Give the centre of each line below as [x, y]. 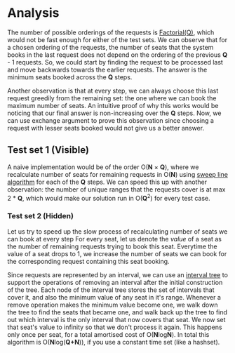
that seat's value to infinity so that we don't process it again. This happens [115, 327]
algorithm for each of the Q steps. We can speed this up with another [107, 182]
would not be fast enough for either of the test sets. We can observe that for [117, 39]
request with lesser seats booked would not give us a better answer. [106, 128]
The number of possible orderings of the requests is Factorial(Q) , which [111, 32]
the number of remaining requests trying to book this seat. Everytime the [112, 246]
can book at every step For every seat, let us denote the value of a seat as [115, 239]
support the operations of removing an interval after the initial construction [115, 282]
